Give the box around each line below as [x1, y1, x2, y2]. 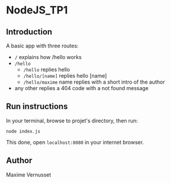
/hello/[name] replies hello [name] [23, 72, 107, 79]
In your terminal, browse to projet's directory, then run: [6, 117, 138, 124]
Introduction [6, 27, 53, 37]
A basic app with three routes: [6, 42, 79, 49]
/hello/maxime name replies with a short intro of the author [23, 78, 165, 85]
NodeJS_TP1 [6, 4, 69, 17]
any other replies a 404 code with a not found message [14, 85, 149, 91]
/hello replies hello [23, 66, 70, 73]
